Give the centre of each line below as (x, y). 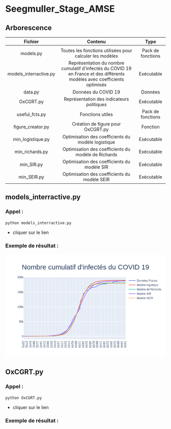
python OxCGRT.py (24, 398)
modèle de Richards (96, 154)
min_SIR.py (31, 164)
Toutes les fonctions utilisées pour (96, 51)
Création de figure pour (96, 124)
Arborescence (28, 28)
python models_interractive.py (38, 223)
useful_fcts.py (31, 114)
